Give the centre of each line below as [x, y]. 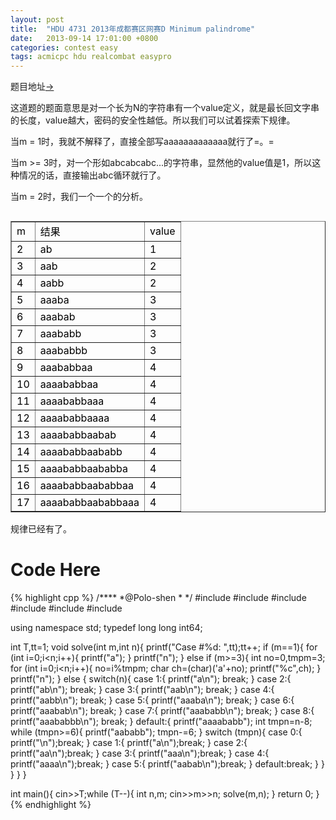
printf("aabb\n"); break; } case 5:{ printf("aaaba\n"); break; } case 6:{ [152, 700]
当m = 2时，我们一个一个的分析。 [79, 197]
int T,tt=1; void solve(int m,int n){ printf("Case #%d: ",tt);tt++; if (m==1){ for [164, 647]
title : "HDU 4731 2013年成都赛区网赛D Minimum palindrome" [133, 29]
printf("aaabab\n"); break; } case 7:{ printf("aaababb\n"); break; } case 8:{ [162, 711]
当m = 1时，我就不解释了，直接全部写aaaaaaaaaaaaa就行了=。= [142, 142]
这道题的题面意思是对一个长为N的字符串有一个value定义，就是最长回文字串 [165, 108]
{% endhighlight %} [51, 805]
